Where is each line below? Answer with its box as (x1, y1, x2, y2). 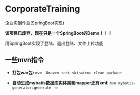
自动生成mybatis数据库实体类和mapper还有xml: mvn (12, 80, 117, 85)
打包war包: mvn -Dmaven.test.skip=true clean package (12, 69, 122, 75)
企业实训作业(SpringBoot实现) (5, 20, 64, 26)
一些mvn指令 (5, 56, 44, 64)
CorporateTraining (5, 3, 81, 14)
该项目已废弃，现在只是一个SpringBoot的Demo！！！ (5, 30, 112, 36)
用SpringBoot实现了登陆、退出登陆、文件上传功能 (5, 40, 104, 46)
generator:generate (12, 85, 52, 90)
